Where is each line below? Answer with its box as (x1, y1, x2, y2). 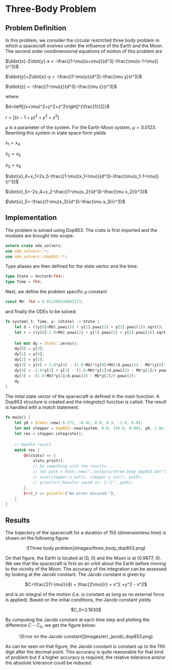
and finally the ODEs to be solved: (5, 309, 77, 315)
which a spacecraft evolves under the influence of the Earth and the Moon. (5, 43, 163, 49)
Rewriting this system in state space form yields (5, 130, 106, 136)
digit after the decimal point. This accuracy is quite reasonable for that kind (5, 648, 164, 655)
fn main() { (5, 415, 31, 420)
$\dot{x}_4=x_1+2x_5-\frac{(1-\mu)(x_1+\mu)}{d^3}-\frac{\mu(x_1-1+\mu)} (5, 173, 159, 179)
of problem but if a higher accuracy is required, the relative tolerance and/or (5, 654, 166, 660)
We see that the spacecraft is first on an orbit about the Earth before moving (5, 560, 166, 567)
